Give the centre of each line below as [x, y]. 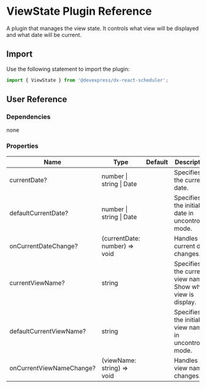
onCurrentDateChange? [44, 246]
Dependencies [29, 117]
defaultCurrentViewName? [48, 331]
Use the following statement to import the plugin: [68, 69]
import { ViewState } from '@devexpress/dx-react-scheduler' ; [87, 80]
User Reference [37, 99]
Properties [22, 146]
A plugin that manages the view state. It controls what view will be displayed [103, 28]
